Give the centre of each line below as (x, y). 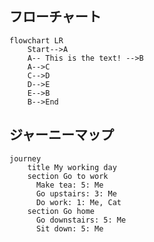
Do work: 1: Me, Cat (78, 202)
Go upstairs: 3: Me (76, 193)
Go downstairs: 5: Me (81, 220)
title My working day (72, 167)
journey (25, 158)
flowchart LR (36, 40)
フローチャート (55, 17)
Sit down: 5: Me (69, 228)
